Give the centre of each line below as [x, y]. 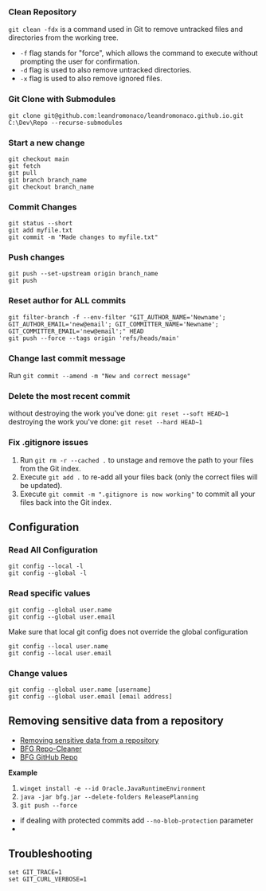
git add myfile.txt [41, 231]
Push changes [37, 257]
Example [23, 772]
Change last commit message [67, 358]
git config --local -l [46, 567]
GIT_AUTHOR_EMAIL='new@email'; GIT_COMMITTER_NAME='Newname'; [113, 324]
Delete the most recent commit [69, 396]
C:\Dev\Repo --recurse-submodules [66, 123]
